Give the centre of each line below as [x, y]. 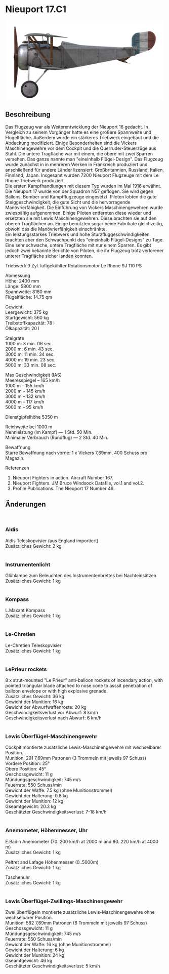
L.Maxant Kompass [25, 611]
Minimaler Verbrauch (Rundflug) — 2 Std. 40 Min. [57, 437]
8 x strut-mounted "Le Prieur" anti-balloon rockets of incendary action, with [84, 680]
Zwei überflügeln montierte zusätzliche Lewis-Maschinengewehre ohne [80, 912]
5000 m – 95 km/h [25, 407]
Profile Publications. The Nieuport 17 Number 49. [64, 488]
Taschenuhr [18, 877]
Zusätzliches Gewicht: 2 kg [33, 546]
